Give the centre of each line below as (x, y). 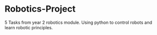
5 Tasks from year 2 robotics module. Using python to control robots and (78, 22)
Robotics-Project (40, 9)
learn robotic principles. (29, 27)
